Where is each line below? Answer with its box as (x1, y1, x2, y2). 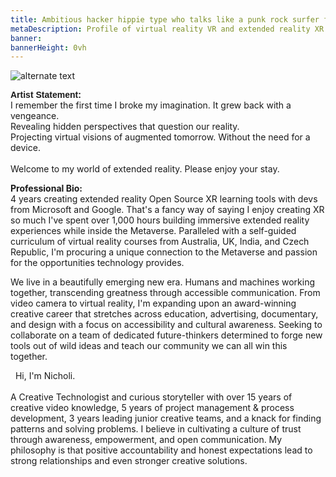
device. (10, 142, 41, 154)
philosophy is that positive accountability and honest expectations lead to (10, 444, 313, 456)
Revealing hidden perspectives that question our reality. (10, 121, 240, 133)
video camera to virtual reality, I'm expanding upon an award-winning (10, 297, 297, 310)
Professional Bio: (10, 182, 83, 195)
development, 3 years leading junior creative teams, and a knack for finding (10, 412, 322, 425)
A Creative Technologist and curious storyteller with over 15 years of (10, 391, 293, 403)
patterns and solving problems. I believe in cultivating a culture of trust (10, 423, 302, 435)
